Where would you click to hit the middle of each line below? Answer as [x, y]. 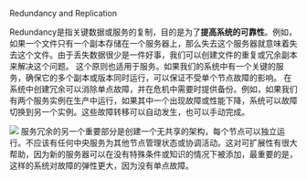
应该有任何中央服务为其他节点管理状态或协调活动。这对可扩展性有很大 [165, 142]
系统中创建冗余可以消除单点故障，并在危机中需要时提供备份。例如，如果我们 [153, 89]
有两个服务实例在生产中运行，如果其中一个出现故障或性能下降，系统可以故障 [153, 100]
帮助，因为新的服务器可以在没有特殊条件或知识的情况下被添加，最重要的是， [153, 154]
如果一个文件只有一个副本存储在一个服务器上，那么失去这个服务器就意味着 [149, 43]
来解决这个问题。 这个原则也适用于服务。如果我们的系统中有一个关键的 [143, 66]
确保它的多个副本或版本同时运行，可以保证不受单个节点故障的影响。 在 [159, 78]
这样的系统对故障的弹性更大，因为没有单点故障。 [101, 165]
